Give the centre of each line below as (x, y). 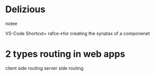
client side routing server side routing (44, 68)
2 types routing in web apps (65, 54)
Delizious (25, 9)
